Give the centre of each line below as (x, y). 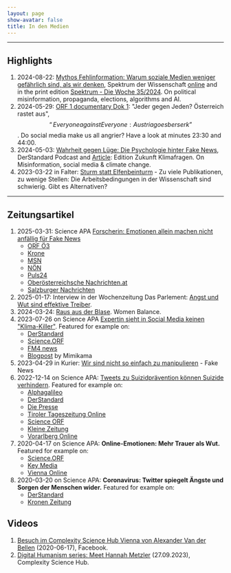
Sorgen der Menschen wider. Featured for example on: (96, 487)
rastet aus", (33, 114)
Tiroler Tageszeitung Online (67, 414)
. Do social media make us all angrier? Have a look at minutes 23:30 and (119, 136)
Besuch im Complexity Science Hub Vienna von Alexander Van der (111, 540)
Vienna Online (47, 473)
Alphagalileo (45, 392)
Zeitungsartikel (41, 215)
